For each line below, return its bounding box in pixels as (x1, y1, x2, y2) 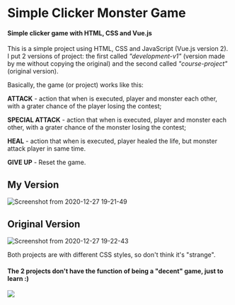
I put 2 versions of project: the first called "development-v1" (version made (7, 52, 225, 61)
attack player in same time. (7, 144, 86, 153)
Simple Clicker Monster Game (7, 5, 186, 21)
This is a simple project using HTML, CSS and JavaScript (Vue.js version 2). (7, 45, 229, 53)
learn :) (7, 274, 30, 282)
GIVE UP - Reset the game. (7, 158, 86, 167)
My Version (7, 178, 59, 190)
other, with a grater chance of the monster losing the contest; (7, 123, 186, 132)
